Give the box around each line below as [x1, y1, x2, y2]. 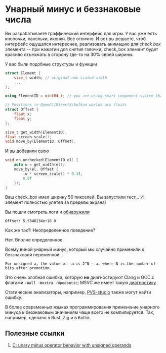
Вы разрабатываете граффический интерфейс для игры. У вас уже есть [5, 30, 157, 36]
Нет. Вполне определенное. [5, 237, 64, 243]
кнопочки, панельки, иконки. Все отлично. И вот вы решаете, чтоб [5, 36, 146, 42]
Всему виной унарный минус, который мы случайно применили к [5, 246, 145, 252]
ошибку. [5, 294, 23, 300]
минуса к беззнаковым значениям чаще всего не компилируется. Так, [5, 309, 155, 315]
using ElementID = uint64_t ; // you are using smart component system [5, 93, 154, 99]
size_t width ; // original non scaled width [14, 75, 107, 80]
